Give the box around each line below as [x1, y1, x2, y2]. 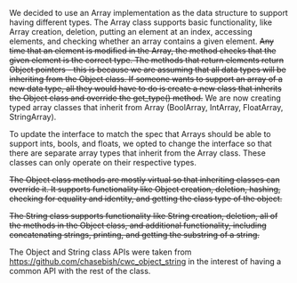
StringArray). [9, 111, 57, 122]
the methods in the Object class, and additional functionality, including [9, 220, 267, 230]
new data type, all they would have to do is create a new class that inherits [9, 84, 282, 93]
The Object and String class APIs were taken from [9, 247, 192, 257]
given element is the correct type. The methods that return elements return [9, 55, 285, 65]
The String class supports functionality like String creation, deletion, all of [9, 211, 278, 221]
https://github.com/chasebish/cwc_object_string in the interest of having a [9, 256, 282, 266]
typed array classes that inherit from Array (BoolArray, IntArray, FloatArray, [9, 102, 284, 112]
